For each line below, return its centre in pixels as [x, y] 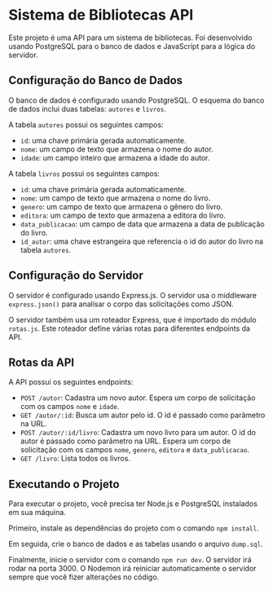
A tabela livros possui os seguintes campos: [84, 174]
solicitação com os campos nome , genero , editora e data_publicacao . [135, 450]
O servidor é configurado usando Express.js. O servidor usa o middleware [132, 295]
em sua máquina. [37, 513]
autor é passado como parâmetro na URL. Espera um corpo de [125, 441]
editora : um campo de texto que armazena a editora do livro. [123, 215]
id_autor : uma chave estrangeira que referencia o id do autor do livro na [141, 241]
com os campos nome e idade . [70, 407]
